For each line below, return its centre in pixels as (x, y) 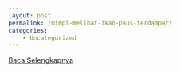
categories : (28, 30)
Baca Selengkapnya (41, 60)
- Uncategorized (50, 38)
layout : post (30, 15)
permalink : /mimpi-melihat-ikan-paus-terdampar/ (90, 23)
